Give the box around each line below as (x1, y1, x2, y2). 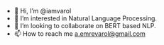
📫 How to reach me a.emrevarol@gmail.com (13, 30, 146, 38)
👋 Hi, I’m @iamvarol (13, 7, 72, 15)
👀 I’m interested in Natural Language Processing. (13, 14, 158, 22)
